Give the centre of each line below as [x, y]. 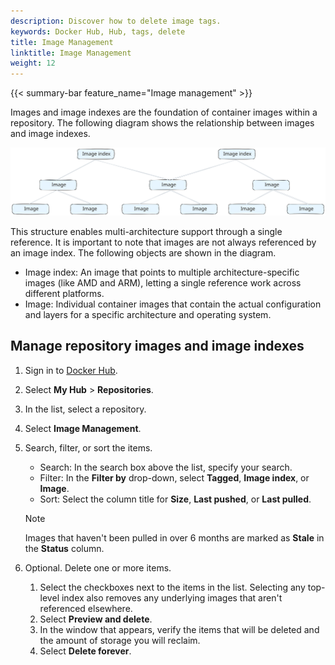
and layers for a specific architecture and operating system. [148, 314]
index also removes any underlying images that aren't [172, 597]
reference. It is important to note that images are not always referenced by [163, 242]
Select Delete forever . [85, 651]
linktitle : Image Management [71, 53]
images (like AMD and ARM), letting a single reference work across [163, 282]
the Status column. [64, 548]
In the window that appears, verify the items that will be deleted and [179, 629]
